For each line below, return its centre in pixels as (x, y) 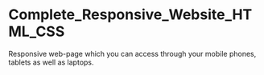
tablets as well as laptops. (51, 62)
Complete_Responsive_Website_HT (130, 15)
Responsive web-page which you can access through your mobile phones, (132, 53)
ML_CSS (37, 32)
